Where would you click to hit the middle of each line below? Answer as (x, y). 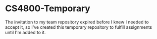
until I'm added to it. (26, 32)
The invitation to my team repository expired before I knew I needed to (77, 22)
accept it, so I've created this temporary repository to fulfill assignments (78, 27)
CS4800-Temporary (48, 9)
